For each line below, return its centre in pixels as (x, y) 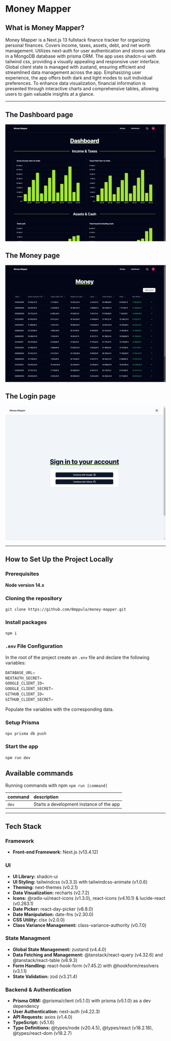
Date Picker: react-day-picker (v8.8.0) (53, 909)
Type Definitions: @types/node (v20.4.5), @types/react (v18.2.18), (83, 1028)
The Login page (31, 396)
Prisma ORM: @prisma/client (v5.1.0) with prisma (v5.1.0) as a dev (82, 1001)
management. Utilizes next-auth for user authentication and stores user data (85, 51)
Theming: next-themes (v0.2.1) (45, 887)
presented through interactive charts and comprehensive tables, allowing (82, 89)
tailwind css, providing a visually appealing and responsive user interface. (83, 61)
